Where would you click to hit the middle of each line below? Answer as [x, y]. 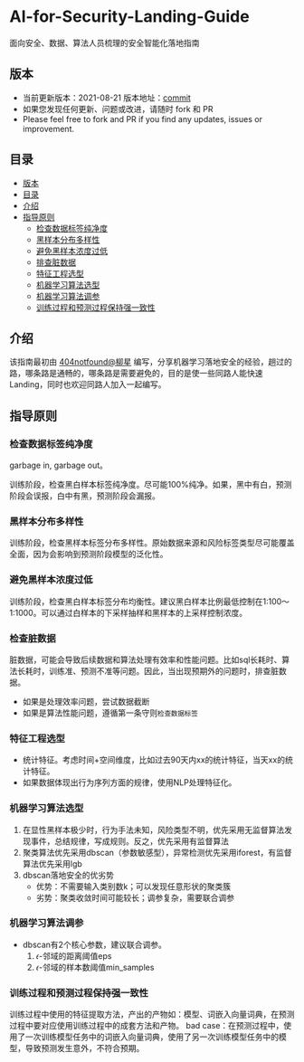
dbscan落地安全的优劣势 [68, 875]
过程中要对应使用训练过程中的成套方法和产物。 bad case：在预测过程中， [147, 1026]
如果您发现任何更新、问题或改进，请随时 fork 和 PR [118, 109]
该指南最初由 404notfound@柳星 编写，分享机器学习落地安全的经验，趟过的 [151, 362]
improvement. [48, 128]
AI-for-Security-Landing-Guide [130, 17]
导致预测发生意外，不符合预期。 [85, 1048]
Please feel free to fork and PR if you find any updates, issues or [142, 119]
